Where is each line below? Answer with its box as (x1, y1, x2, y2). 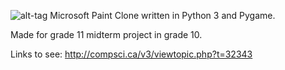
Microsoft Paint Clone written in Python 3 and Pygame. (49, 10, 276, 21)
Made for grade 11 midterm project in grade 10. (10, 29, 203, 40)
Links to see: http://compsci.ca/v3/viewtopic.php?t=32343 (10, 48, 253, 60)
